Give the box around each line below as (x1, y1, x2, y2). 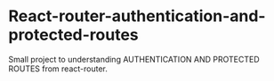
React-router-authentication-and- (8, 6, 266, 26)
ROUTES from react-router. (8, 63, 109, 74)
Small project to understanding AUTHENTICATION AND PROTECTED (8, 54, 260, 64)
